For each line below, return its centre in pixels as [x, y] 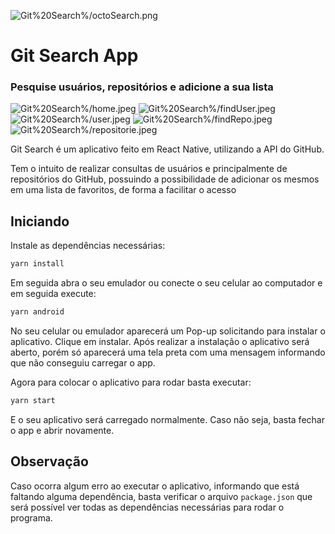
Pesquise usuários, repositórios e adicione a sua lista [142, 87]
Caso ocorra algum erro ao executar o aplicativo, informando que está [155, 486]
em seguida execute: [53, 294]
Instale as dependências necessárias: [88, 246]
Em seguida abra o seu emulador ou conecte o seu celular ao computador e [166, 283]
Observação [49, 461]
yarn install [37, 264]
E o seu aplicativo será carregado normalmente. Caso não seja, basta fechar [167, 419]
